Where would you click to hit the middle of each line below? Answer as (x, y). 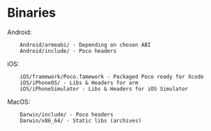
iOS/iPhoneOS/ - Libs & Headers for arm (79, 83)
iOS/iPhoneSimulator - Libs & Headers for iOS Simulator (104, 88)
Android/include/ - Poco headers (68, 51)
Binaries (32, 13)
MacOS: (19, 102)
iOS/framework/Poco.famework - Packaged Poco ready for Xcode (112, 77)
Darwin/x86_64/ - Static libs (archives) (80, 121)
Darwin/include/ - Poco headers (67, 114)
